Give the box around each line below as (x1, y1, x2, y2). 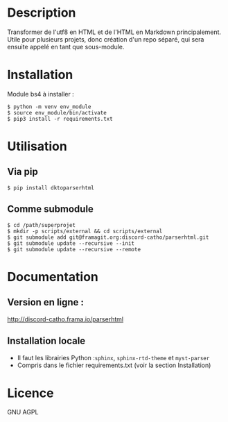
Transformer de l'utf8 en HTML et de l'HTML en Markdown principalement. (7, 28, 222, 36)
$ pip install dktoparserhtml (7, 184, 95, 192)
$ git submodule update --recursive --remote (7, 246, 141, 253)
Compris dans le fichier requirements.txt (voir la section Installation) (17, 361, 211, 369)
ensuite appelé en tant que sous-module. (7, 42, 125, 51)
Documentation (7, 269, 99, 285)
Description (7, 5, 76, 21)
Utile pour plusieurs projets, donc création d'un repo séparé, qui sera (7, 35, 204, 43)
